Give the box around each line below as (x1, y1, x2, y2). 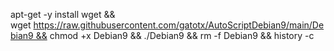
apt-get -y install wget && (10, 9, 116, 20)
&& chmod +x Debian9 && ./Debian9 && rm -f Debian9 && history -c (35, 30, 315, 41)
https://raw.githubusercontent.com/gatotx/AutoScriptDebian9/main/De (33, 19, 325, 31)
